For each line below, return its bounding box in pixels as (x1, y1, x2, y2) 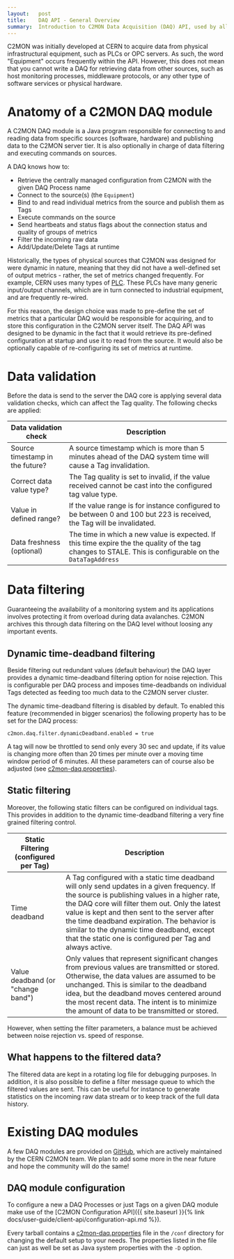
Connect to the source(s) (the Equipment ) (17, 191, 134, 199)
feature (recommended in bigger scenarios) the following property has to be (7, 709, 226, 717)
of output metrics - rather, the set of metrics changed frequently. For (7, 271, 204, 280)
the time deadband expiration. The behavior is (65, 916, 216, 926)
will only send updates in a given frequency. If (65, 881, 216, 891)
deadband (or (10, 975, 56, 985)
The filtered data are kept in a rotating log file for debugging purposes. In (7, 1070, 217, 1078)
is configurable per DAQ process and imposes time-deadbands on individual (7, 681, 226, 689)
